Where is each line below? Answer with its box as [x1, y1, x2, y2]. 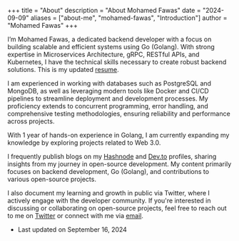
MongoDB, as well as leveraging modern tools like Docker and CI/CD [7, 87, 209, 95]
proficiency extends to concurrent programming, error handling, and [7, 102, 208, 110]
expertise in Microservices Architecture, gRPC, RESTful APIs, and [7, 50, 200, 58]
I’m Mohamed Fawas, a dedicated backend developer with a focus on [7, 35, 212, 43]
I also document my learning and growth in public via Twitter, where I [7, 189, 210, 197]
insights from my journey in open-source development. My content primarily [7, 160, 232, 168]
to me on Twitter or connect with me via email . [7, 212, 144, 220]
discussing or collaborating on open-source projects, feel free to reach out [7, 204, 227, 212]
